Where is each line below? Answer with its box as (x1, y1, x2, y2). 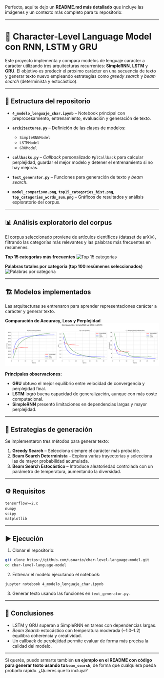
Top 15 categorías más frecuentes (5, 254, 76, 260)
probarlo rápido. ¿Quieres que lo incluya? (5, 667, 88, 673)
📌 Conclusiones (5, 609, 54, 618)
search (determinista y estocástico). (5, 78, 78, 84)
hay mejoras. (12, 164, 39, 170)
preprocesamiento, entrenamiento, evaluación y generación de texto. (12, 115, 151, 121)
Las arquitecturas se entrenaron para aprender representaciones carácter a (5, 303, 157, 309)
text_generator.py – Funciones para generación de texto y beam (12, 174, 143, 180)
